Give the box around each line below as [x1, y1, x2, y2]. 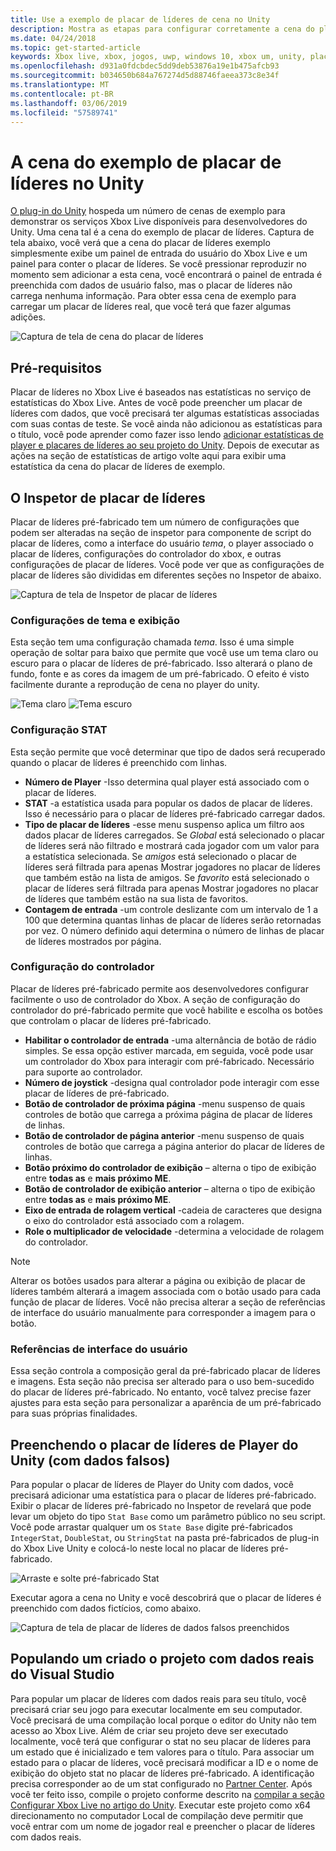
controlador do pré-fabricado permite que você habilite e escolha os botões [10, 1004, 323, 1016]
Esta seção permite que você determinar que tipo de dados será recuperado [10, 746, 326, 758]
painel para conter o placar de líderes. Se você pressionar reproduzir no [10, 258, 307, 270]
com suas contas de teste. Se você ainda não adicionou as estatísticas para [10, 418, 323, 430]
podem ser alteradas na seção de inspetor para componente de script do [10, 526, 312, 538]
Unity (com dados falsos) [10, 1452, 171, 1469]
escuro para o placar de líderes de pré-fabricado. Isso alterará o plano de [10, 657, 313, 670]
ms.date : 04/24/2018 [10, 33, 97, 43]
